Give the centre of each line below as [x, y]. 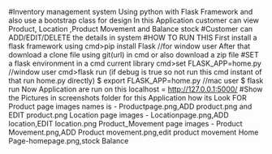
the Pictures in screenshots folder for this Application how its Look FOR [128, 98]
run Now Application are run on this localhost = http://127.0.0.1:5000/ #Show [136, 89]
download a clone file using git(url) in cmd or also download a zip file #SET [134, 55]
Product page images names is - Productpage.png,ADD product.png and [130, 106]
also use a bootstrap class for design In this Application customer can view [134, 20]
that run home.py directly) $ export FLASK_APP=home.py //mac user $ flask [136, 81]
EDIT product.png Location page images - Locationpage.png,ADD [119, 115]
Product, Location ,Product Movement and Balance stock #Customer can [131, 29]
